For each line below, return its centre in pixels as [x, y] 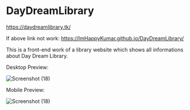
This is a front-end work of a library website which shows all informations [95, 49]
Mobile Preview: [26, 90]
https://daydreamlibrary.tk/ [38, 27]
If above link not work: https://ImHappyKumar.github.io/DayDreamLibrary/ [95, 38]
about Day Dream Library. [37, 56]
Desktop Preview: [27, 67]
